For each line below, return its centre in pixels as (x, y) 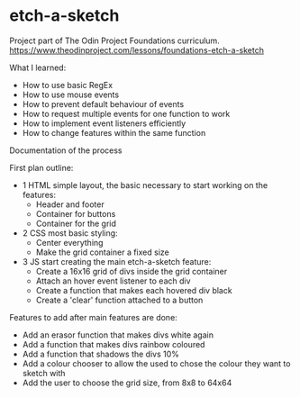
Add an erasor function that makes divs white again (118, 335)
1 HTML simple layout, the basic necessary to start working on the (145, 185)
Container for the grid (76, 223)
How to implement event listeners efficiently (104, 123)
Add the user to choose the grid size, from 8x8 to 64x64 (127, 383)
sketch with (44, 373)
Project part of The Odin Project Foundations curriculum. (115, 41)
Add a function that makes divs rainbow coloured (114, 344)
